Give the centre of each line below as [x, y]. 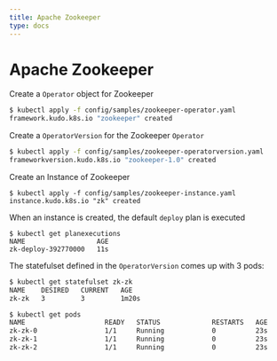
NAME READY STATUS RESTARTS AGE [138, 323]
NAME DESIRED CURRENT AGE [71, 290]
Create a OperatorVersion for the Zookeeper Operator [107, 136]
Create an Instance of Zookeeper [70, 177]
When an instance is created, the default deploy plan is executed [127, 217]
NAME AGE [59, 241]
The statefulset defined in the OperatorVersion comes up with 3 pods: [137, 265]
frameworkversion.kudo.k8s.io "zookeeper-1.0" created [113, 161]
